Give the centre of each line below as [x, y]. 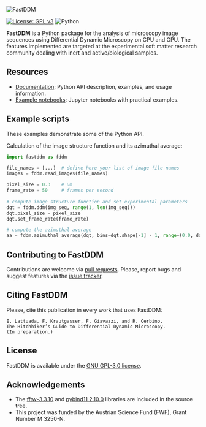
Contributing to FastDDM [55, 255]
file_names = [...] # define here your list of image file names [93, 168]
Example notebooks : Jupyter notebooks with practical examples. [97, 100]
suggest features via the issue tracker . [55, 276]
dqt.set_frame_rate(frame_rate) [48, 219]
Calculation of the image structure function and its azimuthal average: [94, 145]
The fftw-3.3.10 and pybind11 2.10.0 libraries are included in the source [104, 399]
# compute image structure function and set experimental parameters [97, 202]
